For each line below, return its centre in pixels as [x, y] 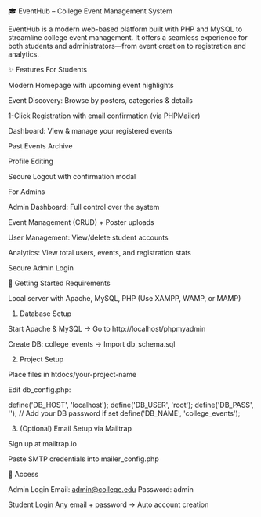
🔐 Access [24, 474]
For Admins [27, 192]
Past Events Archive [40, 146]
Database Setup [45, 313]
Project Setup [42, 359]
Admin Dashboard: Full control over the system [84, 207]
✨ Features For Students [48, 70]
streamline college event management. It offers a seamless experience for [128, 37]
